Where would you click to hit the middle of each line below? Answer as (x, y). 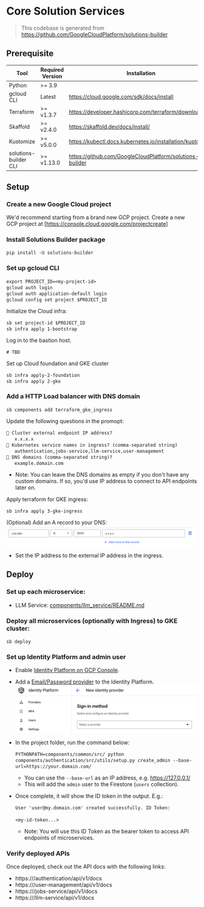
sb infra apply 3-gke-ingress (45, 511)
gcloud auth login (29, 287)
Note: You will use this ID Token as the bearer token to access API (107, 831)
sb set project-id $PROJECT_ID (46, 323)
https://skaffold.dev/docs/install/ (110, 126)
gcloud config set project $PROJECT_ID (57, 300)
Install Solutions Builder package (56, 239)
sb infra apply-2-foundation (43, 375)
